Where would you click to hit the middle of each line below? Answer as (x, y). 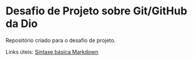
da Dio (22, 24)
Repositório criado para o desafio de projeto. (61, 40)
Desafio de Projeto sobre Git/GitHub (96, 11)
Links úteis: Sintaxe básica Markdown (52, 51)
